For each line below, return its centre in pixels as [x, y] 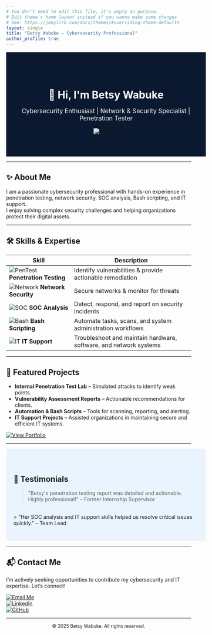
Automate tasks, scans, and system [123, 321]
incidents [87, 312]
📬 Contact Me [33, 563]
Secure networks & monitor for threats [127, 291]
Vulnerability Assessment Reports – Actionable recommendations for [100, 399]
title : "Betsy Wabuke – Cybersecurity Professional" [72, 33]
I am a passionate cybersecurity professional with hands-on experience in [96, 191]
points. [23, 393]
